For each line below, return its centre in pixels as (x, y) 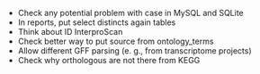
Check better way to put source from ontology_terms (116, 41)
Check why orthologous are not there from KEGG (109, 60)
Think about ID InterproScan (70, 32)
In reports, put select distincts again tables (97, 22)
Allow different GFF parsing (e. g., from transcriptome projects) (134, 51)
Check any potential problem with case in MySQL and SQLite (131, 13)
